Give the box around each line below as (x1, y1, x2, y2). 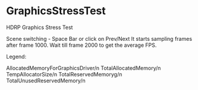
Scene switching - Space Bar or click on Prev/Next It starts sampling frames (6, 35, 192, 42)
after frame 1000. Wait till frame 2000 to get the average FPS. (6, 41, 157, 49)
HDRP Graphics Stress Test (6, 24, 73, 31)
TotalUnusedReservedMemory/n (6, 77, 86, 84)
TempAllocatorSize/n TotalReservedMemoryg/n (6, 70, 122, 78)
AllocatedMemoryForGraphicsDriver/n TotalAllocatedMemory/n (6, 64, 161, 72)
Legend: (6, 53, 27, 60)
